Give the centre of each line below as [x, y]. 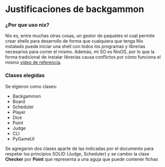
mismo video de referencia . [33, 62]
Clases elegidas [25, 75]
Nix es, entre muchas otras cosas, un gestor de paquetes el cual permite [80, 36]
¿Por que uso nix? [27, 25]
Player [19, 112]
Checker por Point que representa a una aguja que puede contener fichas [82, 159]
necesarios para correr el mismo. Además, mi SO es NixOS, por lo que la [80, 52]
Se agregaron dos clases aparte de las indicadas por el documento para [79, 148]
